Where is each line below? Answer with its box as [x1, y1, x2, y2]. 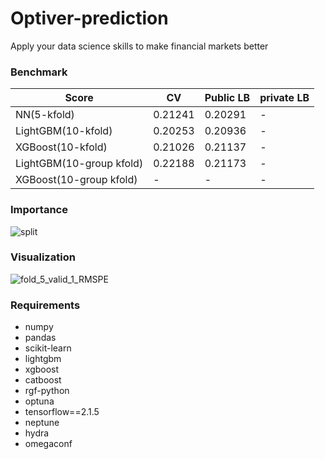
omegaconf [24, 438, 73, 450]
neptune [24, 417, 60, 429]
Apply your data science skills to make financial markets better [10, 40, 269, 52]
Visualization [10, 250, 76, 264]
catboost [24, 374, 62, 386]
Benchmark [10, 65, 68, 79]
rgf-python [24, 385, 70, 397]
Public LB [204, 91, 251, 105]
